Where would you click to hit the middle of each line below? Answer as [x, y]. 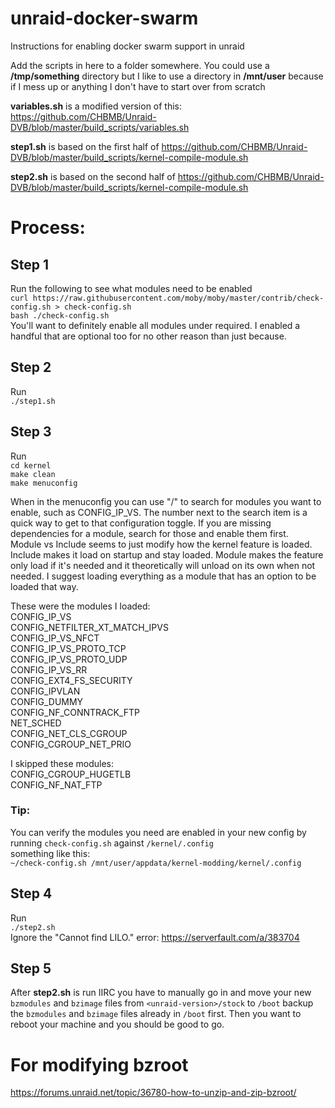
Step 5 [31, 968]
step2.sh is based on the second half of [93, 176]
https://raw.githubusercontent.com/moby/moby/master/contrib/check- [178, 298]
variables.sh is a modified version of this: [96, 106]
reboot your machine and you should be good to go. [117, 1024]
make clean [33, 474]
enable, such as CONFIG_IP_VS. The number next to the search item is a [159, 512]
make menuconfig [44, 483]
